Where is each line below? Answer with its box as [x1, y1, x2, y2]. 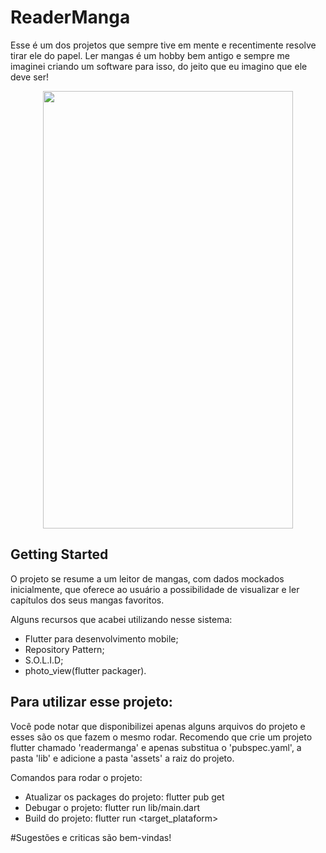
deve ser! [10, 71, 50, 83]
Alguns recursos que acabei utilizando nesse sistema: [10, 613, 233, 625]
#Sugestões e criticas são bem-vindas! [10, 831, 172, 843]
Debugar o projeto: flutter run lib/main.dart [24, 801, 200, 813]
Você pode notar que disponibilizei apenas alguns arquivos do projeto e [10, 720, 306, 732]
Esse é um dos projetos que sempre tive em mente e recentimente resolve [10, 39, 317, 51]
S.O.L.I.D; [24, 654, 64, 666]
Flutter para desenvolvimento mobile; [24, 632, 179, 645]
